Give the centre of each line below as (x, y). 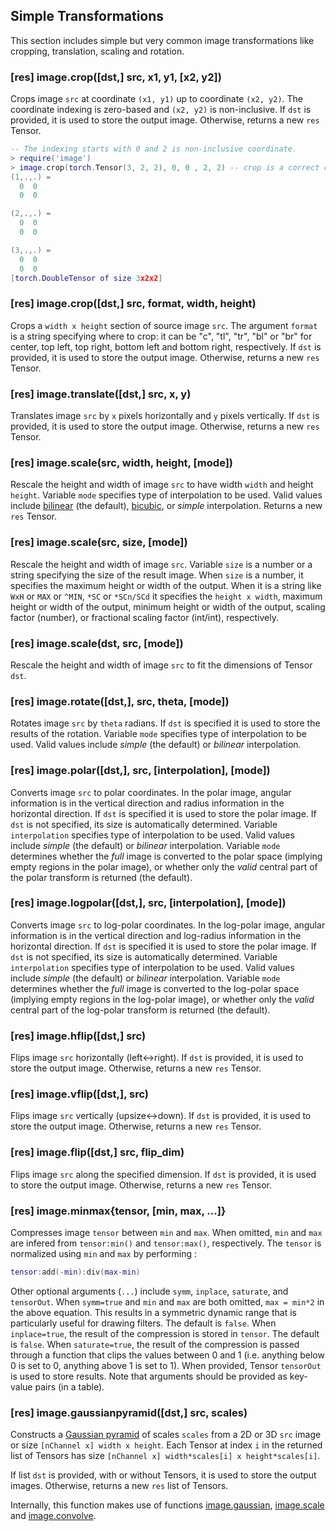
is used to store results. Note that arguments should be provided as (149, 1376)
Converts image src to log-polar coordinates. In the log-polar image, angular (168, 925)
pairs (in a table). (69, 1386)
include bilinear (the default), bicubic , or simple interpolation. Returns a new (166, 506)
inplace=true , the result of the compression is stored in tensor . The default (165, 1333)
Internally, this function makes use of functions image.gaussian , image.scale (167, 1505)
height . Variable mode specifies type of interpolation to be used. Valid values (166, 495)
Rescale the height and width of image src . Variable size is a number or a (161, 564)
